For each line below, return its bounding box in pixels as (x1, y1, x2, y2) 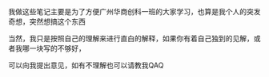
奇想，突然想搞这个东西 (8, 17, 86, 26)
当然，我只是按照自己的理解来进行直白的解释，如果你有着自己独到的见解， (8, 34, 254, 43)
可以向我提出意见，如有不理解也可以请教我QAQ (8, 60, 164, 70)
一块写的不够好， (29, 44, 86, 53)
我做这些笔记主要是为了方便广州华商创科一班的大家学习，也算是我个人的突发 (8, 7, 261, 16)
